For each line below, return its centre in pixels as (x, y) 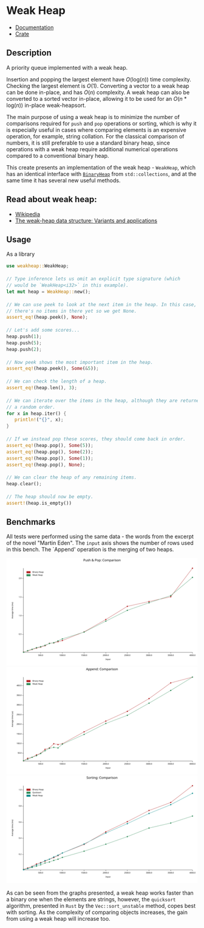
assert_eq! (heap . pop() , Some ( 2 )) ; (50, 452)
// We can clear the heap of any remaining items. (72, 477)
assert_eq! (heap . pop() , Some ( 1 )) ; (50, 458)
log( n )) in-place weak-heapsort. (46, 105)
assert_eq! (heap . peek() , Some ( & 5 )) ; (53, 369)
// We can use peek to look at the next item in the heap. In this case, (102, 304)
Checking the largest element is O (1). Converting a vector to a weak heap (98, 86)
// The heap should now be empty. (50, 496)
